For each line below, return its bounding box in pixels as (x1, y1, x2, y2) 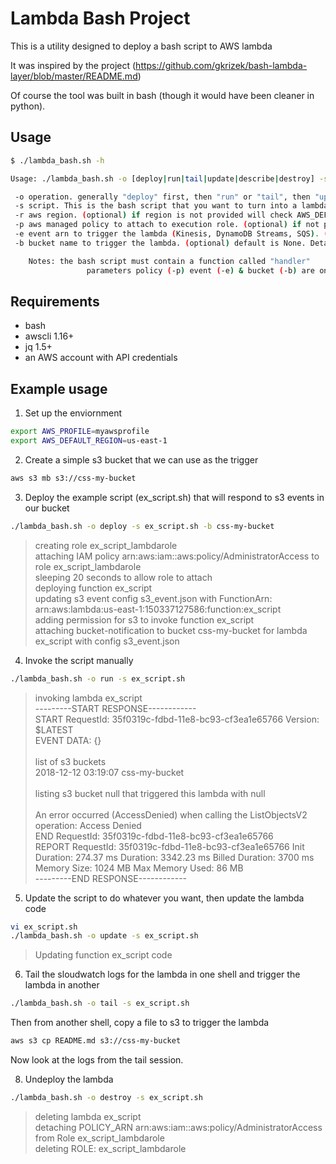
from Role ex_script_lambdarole (34, 1132, 165, 1144)
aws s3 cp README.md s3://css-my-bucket (10, 1036, 182, 1046)
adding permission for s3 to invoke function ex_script (34, 613, 255, 626)
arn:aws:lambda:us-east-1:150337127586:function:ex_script (34, 603, 282, 615)
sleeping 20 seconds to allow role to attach (34, 571, 213, 583)
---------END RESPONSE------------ (34, 872, 188, 884)
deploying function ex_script (34, 582, 153, 594)
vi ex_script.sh (10, 922, 78, 932)
